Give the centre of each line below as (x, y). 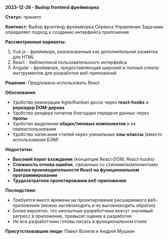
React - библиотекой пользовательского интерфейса (70, 62)
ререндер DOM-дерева (38, 107)
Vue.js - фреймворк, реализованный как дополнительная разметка (85, 52)
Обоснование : (21, 92)
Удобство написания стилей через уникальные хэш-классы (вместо (87, 134)
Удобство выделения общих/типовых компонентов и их (74, 124)
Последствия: (21, 190)
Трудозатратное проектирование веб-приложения (69, 180)
